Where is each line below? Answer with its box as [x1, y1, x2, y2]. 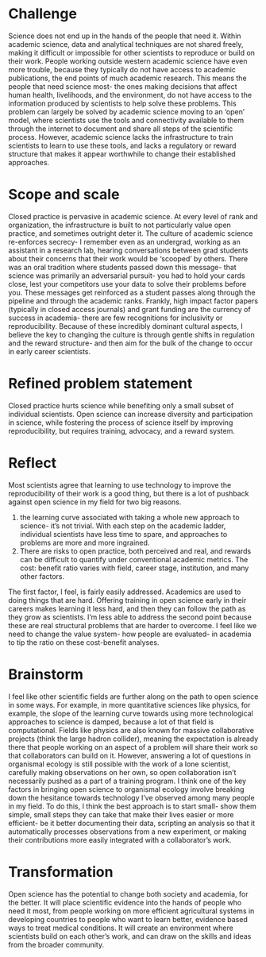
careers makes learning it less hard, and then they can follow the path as [8, 604, 246, 613]
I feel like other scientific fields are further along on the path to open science [8, 692, 259, 701]
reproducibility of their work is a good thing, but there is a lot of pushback [8, 488, 249, 498]
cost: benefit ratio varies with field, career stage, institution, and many [19, 563, 249, 573]
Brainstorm [8, 665, 83, 683]
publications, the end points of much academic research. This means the [8, 73, 248, 83]
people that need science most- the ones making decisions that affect [8, 81, 237, 91]
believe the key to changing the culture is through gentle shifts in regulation [8, 330, 256, 339]
